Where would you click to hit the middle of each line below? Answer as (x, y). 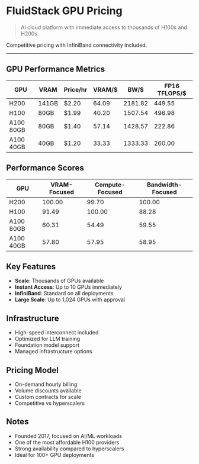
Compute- (110, 185)
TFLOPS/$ (172, 93)
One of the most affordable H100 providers (67, 442)
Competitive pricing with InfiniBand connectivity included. (77, 45)
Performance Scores (45, 168)
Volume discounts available (48, 391)
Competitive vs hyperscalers (49, 403)
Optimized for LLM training (47, 339)
